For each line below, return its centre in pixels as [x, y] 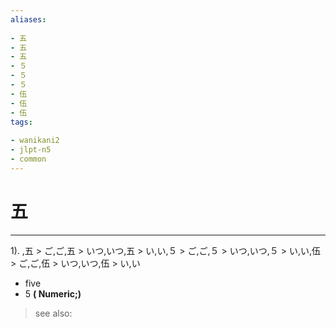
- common [28, 159]
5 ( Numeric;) [53, 293]
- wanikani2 [35, 141]
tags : [21, 122]
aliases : [28, 19]
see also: [53, 313]
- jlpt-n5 [31, 150]
